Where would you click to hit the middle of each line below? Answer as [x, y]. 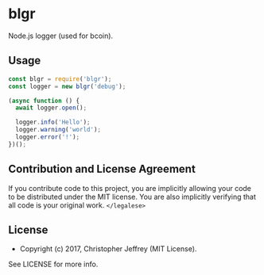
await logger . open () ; [51, 108]
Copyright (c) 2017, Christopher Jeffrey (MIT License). [108, 249]
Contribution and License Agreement [102, 169]
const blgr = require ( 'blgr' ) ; [60, 79]
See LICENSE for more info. [53, 264]
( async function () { [44, 101]
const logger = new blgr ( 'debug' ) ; [67, 86]
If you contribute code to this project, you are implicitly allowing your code [130, 188]
